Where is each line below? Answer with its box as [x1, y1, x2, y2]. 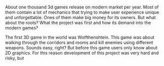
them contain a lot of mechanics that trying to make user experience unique [5, 9, 160, 15]
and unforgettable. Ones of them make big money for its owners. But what [5, 15, 156, 20]
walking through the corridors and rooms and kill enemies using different [5, 40, 153, 45]
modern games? [5, 25, 39, 31]
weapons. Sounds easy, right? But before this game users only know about [5, 45, 158, 50]
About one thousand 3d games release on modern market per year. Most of [5, 4, 159, 10]
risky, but [5, 55, 24, 61]
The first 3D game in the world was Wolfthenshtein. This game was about [5, 34, 155, 40]
